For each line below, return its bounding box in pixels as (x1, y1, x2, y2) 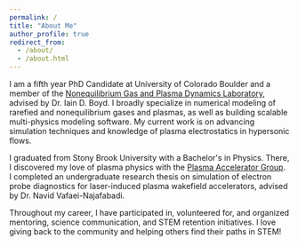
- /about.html (17, 54, 69, 63)
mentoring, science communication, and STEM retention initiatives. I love (9, 217, 277, 227)
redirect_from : (9, 37, 66, 47)
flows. (9, 135, 32, 146)
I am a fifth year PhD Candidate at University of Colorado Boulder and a (9, 79, 271, 89)
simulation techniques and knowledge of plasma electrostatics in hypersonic (9, 126, 290, 136)
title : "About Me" (9, 21, 77, 30)
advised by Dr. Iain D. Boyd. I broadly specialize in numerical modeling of (9, 98, 277, 107)
